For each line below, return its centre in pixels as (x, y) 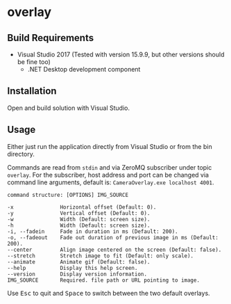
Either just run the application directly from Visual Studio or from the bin (110, 146)
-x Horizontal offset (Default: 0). (82, 207)
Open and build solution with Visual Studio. (69, 108)
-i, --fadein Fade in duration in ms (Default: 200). (93, 231)
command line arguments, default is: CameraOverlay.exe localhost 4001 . (111, 182)
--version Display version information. (77, 274)
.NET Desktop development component (84, 69)
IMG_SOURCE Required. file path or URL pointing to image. (103, 280)
